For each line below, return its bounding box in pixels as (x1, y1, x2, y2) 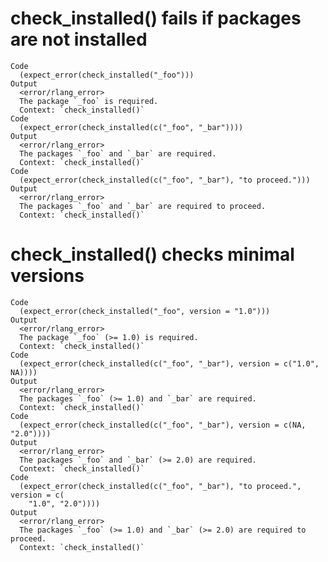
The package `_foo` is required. (19, 96, 159, 106)
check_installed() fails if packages (10, 7, 302, 30)
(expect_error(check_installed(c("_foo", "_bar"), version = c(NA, (19, 420, 307, 430)
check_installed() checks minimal (10, 243, 295, 266)
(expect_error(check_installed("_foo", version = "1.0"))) (19, 306, 271, 316)
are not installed (10, 28, 148, 51)
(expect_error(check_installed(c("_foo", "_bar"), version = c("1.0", (19, 358, 320, 369)
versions (10, 265, 85, 287)
